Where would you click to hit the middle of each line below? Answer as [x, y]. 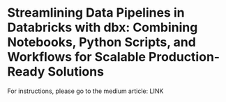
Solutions [76, 72]
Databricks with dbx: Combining [103, 27]
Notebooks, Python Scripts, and [102, 42]
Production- [184, 57]
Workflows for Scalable [77, 57]
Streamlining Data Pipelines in [96, 13]
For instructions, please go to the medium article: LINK [85, 91]
